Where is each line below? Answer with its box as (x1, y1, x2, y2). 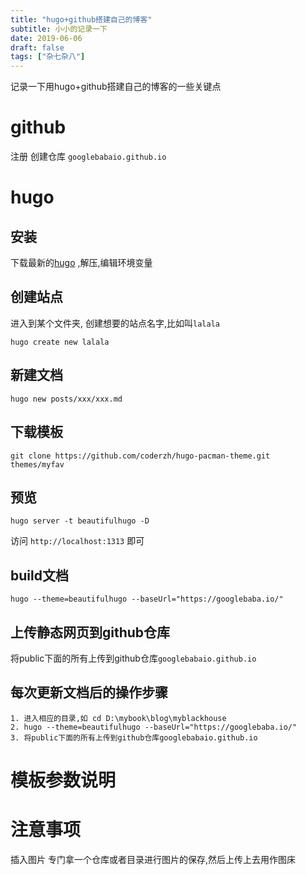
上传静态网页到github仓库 (10, 624, 171, 641)
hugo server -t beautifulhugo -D (10, 516, 150, 526)
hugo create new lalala (10, 337, 110, 347)
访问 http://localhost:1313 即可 (10, 535, 145, 547)
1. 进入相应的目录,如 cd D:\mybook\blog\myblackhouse (10, 713, 227, 723)
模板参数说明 (10, 769, 117, 791)
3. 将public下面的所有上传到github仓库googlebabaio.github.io (10, 732, 258, 743)
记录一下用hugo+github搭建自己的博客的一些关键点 (10, 81, 222, 93)
